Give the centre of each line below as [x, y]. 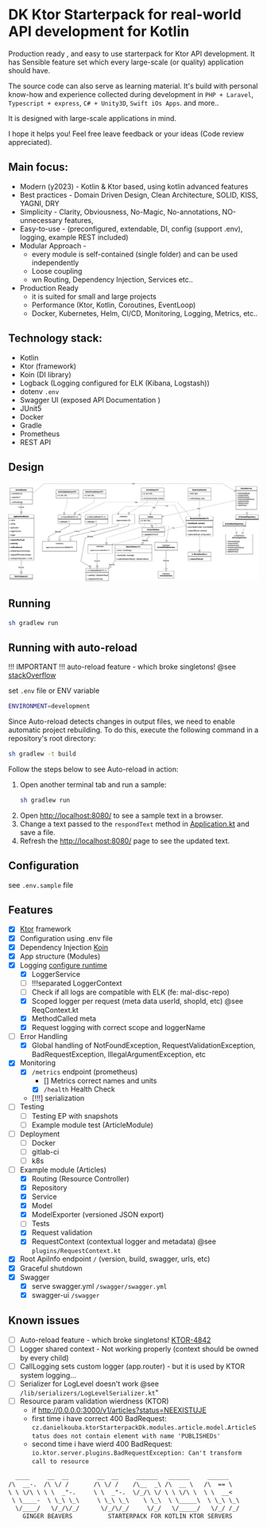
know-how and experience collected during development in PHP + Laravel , [131, 94]
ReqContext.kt [55, 1010]
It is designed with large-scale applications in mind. [93, 118]
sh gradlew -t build [43, 754]
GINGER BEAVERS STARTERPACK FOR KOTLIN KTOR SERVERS [128, 1516]
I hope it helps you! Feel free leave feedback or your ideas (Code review [126, 134]
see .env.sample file [41, 885]
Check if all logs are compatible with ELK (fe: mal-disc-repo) [131, 992]
